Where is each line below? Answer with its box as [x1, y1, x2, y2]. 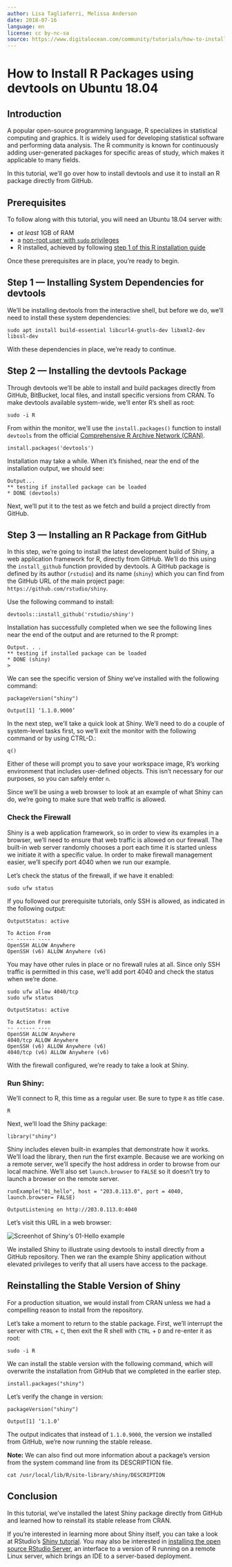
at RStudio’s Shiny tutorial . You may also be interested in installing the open [7, 1537, 221, 1546]
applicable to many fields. [7, 156, 81, 164]
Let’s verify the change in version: [7, 1392, 104, 1401]
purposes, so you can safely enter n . [7, 774, 111, 783]
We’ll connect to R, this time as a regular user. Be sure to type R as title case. [7, 1094, 224, 1102]
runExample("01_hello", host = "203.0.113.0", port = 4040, [7, 1188, 184, 1195]
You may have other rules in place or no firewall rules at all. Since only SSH [7, 960, 221, 968]
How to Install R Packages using [7, 66, 194, 82]
